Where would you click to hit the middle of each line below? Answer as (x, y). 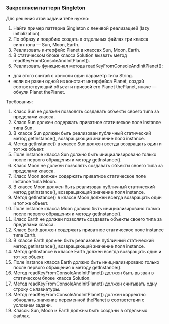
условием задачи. (33, 305)
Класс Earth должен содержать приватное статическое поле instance (89, 230)
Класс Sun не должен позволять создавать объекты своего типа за (86, 112)
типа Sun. (23, 128)
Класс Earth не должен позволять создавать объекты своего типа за (88, 219)
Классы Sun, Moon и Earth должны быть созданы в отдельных (80, 311)
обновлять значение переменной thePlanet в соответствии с (79, 300)
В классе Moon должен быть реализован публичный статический (84, 187)
